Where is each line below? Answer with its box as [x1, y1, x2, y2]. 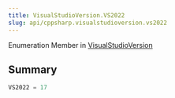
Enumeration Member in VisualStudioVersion [8, 40, 154, 49]
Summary [8, 63, 58, 76]
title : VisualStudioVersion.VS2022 [8, 11, 125, 20]
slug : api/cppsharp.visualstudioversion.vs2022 [8, 19, 168, 27]
